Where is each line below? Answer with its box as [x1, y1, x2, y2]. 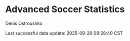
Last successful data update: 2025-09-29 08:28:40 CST [5, 30, 123, 36]
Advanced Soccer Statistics [5, 4, 125, 15]
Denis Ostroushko [5, 20, 43, 26]
